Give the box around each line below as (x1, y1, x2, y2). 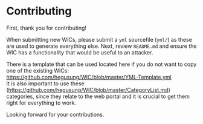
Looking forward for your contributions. (6, 111, 105, 118)
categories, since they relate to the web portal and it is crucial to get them (6, 93, 190, 100)
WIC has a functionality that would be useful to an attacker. (6, 48, 153, 56)
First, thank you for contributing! (6, 24, 86, 31)
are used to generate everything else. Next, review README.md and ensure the (6, 42, 197, 50)
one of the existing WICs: (6, 67, 69, 74)
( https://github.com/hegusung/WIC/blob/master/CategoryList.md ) (6, 86, 171, 93)
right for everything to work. (6, 99, 77, 106)
